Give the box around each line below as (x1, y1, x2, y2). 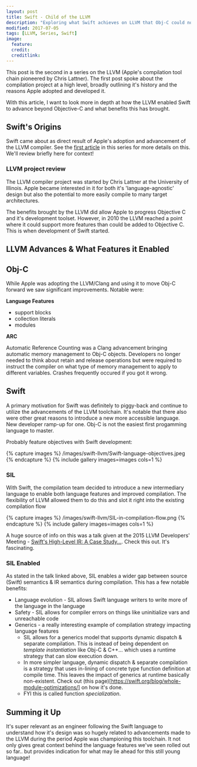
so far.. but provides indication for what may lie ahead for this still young (6, 748, 181, 755)
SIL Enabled (6, 559, 40, 567)
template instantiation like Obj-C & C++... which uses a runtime (23, 646, 176, 653)
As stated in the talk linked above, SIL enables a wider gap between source (6, 572, 188, 580)
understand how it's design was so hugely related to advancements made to (6, 729, 191, 736)
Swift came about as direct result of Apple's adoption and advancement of (6, 138, 186, 145)
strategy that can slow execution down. (23, 653, 119, 660)
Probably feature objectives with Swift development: (6, 438, 133, 445)
